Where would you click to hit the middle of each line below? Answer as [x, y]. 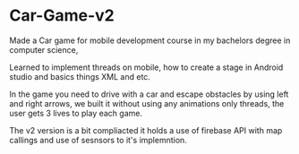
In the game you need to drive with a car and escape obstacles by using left [149, 94]
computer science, [44, 49]
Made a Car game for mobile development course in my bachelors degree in [150, 40]
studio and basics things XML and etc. [80, 76]
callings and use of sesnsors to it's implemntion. [98, 140]
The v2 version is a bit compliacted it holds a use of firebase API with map [146, 130]
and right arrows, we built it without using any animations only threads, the [147, 103]
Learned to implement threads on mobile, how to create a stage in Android [146, 67]
